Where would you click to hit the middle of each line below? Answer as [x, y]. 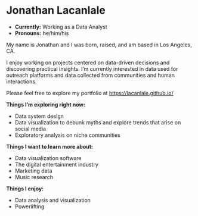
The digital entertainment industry [56, 164]
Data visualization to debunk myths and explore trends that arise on [98, 122]
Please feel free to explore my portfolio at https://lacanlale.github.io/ [90, 93]
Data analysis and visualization [53, 200]
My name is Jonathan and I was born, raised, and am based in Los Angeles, [99, 45]
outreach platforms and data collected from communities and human [90, 75]
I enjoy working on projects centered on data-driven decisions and [88, 62]
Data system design [39, 116]
